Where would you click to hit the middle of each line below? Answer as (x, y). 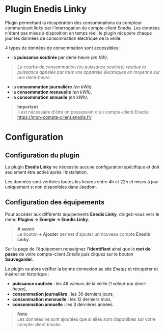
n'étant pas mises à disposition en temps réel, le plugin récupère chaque (79, 33)
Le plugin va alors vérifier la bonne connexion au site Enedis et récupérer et (82, 269)
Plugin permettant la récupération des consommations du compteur (74, 23)
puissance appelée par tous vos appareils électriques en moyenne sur (88, 72)
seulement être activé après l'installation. (47, 172)
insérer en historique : (27, 274)
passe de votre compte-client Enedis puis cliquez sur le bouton (69, 254)
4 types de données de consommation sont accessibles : (63, 48)
